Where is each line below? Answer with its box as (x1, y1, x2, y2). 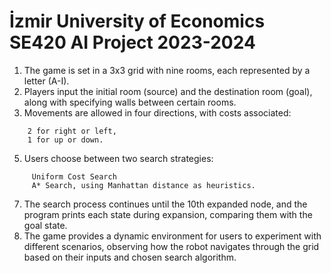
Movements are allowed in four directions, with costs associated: (23, 106, 292, 119)
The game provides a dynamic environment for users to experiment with (23, 230, 322, 242)
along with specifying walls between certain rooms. (23, 96, 237, 108)
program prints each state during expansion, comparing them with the (23, 208, 313, 220)
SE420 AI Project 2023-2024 (9, 31, 256, 54)
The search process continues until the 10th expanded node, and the (23, 198, 308, 210)
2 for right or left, (27, 126, 117, 136)
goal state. (23, 219, 68, 231)
